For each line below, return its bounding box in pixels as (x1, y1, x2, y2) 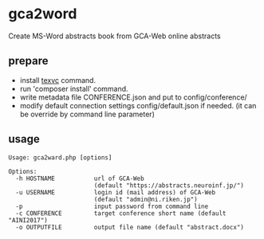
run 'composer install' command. (19, 84, 129, 93)
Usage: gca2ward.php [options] (8, 153, 112, 162)
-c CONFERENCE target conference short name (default (15, 209, 227, 217)
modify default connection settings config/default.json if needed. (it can (19, 100, 257, 110)
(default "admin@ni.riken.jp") (93, 195, 198, 203)
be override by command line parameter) (19, 109, 156, 119)
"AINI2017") (8, 216, 48, 224)
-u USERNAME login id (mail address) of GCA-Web (15, 188, 216, 196)
